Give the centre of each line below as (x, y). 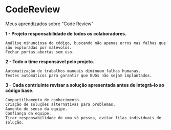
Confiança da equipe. (28, 113)
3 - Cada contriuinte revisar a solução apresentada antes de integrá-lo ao (85, 85)
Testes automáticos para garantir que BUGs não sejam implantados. (79, 76)
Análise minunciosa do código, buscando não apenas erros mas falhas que (86, 43)
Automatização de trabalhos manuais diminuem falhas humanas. (73, 71)
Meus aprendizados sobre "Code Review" (49, 24)
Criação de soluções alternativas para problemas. (60, 104)
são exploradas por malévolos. (39, 47)
